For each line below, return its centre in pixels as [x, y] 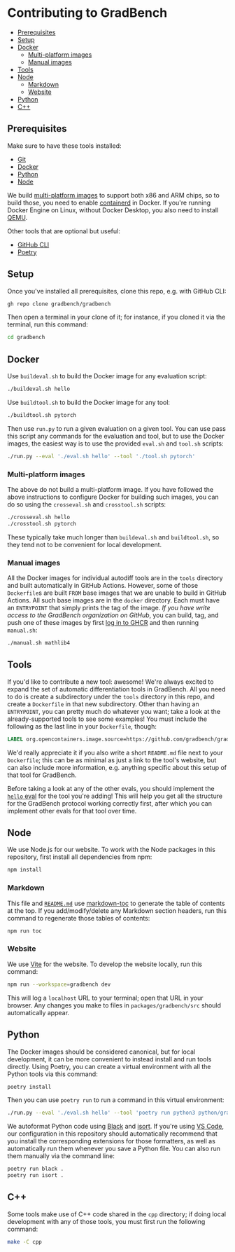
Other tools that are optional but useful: [64, 231]
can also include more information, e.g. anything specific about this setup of [117, 767]
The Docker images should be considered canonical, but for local [101, 1052]
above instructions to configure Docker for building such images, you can [113, 497]
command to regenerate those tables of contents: [79, 918]
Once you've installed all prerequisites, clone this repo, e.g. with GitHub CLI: [117, 291]
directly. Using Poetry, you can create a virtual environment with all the [109, 1066]
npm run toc [24, 931]
